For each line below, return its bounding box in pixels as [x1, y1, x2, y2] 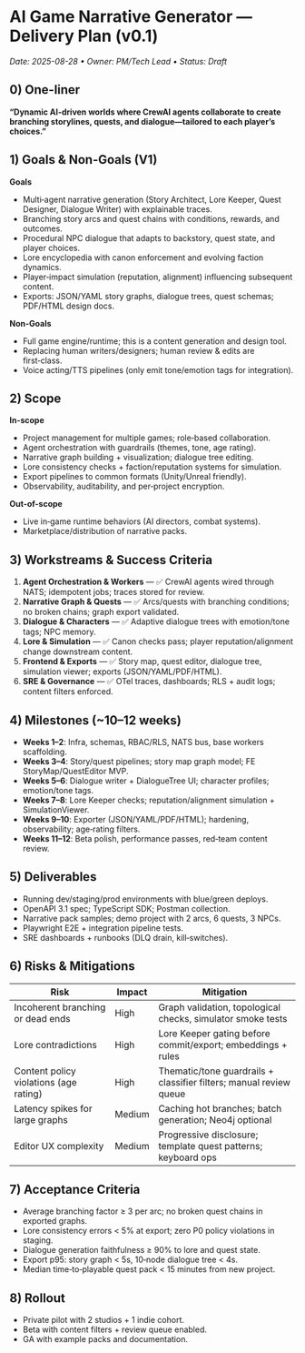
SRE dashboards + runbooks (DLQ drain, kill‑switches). [22, 932, 229, 943]
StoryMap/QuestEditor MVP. [22, 766, 129, 776]
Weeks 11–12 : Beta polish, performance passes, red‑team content [22, 833, 268, 843]
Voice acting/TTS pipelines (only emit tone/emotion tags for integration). [22, 364, 294, 375]
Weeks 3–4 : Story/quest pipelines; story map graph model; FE [22, 756, 256, 766]
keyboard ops [158, 1151, 218, 1164]
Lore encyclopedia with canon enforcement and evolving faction [22, 252, 264, 263]
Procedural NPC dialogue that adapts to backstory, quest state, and [22, 232, 275, 243]
